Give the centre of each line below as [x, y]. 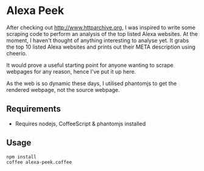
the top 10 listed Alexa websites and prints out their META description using [101, 47]
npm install [21, 157]
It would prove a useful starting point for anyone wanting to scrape [90, 65]
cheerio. [17, 53]
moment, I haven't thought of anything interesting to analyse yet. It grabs [98, 40]
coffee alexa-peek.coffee [39, 162]
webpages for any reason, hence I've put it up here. [71, 71]
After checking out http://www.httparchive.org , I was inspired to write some [101, 27]
